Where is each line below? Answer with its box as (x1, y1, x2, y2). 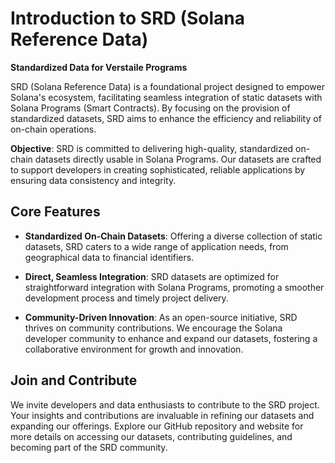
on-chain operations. (10, 123, 97, 135)
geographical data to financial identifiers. (24, 251, 195, 263)
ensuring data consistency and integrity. (10, 174, 177, 186)
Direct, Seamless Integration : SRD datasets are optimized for (24, 270, 280, 282)
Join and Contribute (10, 372, 138, 389)
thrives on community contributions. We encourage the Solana (24, 322, 283, 334)
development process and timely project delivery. (24, 292, 229, 304)
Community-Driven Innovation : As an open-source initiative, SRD (24, 311, 298, 323)
